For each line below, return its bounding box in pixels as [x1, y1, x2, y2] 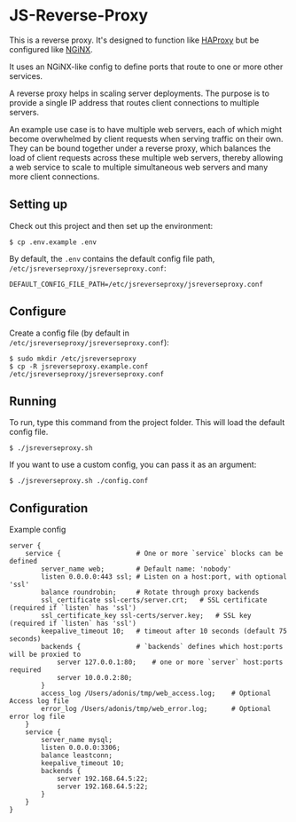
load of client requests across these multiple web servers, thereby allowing [9, 152, 284, 162]
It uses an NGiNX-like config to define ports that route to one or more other [9, 61, 284, 72]
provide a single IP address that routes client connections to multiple [9, 97, 260, 107]
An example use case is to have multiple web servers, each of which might [9, 123, 282, 134]
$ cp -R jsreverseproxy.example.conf [9, 361, 149, 371]
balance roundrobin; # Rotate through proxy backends [41, 588, 260, 597]
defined [9, 557, 38, 566]
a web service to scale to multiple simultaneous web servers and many [9, 162, 269, 172]
